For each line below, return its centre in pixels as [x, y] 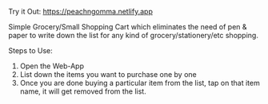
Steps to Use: [31, 50]
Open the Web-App [52, 66]
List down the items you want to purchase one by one [108, 74]
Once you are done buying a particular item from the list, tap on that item [140, 83]
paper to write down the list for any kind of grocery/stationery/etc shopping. [133, 35]
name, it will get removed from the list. [83, 91]
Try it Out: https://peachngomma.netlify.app [81, 12]
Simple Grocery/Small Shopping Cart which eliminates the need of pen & [128, 27]
